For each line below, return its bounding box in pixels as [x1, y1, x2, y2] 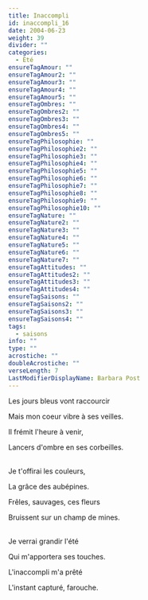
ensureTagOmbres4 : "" [8, 123, 80, 131]
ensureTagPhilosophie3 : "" [8, 152, 98, 160]
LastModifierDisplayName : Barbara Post [8, 374, 141, 382]
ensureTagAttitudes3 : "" [8, 278, 91, 286]
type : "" [8, 345, 37, 353]
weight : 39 [8, 33, 45, 42]
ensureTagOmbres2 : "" [8, 108, 80, 116]
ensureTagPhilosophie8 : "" [8, 189, 98, 197]
